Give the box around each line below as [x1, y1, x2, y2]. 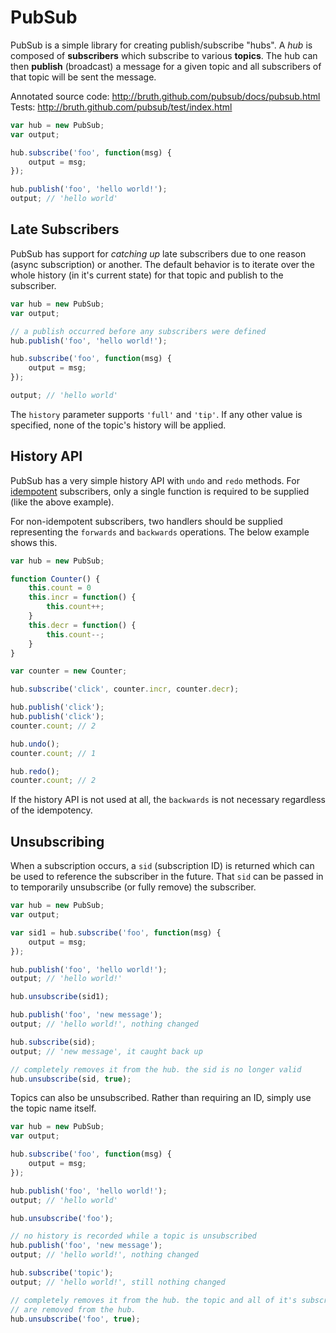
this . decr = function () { [28, 620, 137, 630]
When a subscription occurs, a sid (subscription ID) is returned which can [10, 860, 315, 872]
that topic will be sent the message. [10, 71, 157, 83]
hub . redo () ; [10, 766, 60, 776]
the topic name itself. [10, 1102, 97, 1115]
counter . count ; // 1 [10, 748, 97, 758]
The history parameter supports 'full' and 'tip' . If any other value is [10, 408, 303, 420]
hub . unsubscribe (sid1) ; [10, 992, 110, 1002]
